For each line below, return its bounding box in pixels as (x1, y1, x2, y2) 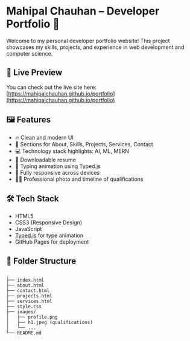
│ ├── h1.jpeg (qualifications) (6, 319, 93, 326)
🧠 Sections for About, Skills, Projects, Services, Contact (14, 140, 154, 148)
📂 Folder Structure (6, 256, 77, 266)
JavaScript (14, 226, 42, 233)
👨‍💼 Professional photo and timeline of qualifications (14, 175, 144, 183)
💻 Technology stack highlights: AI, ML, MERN (14, 147, 130, 155)
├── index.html (6, 277, 45, 284)
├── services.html (6, 298, 52, 305)
